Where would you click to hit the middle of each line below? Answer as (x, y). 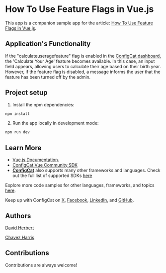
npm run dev (17, 132)
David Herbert (20, 228)
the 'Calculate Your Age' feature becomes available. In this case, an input (80, 61)
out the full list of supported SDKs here (52, 176)
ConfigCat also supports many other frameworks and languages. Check (86, 171)
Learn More (23, 148)
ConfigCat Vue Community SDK (45, 165)
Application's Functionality (48, 44)
